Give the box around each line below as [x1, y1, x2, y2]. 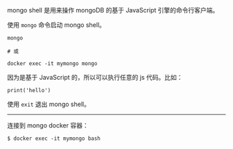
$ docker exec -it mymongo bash [7, 135, 101, 142]
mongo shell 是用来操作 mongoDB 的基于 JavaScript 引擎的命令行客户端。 [7, 6, 219, 14]
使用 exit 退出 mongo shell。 [7, 100, 90, 108]
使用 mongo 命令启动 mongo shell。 [7, 21, 106, 29]
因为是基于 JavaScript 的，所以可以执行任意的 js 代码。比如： [7, 73, 183, 81]
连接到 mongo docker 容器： [7, 121, 89, 130]
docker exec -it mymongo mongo [7, 60, 98, 67]
